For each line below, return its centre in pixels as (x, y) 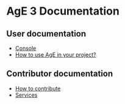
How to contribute (38, 88)
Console (26, 48)
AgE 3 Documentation (63, 11)
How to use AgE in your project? (55, 55)
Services (26, 95)
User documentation (46, 34)
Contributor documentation (60, 74)
